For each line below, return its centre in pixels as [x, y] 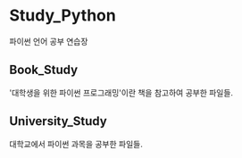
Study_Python [63, 16]
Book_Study [44, 70]
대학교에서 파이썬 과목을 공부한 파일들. [76, 144]
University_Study [58, 121]
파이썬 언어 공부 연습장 [49, 41]
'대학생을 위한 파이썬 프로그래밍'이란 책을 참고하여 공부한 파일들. [121, 92]
